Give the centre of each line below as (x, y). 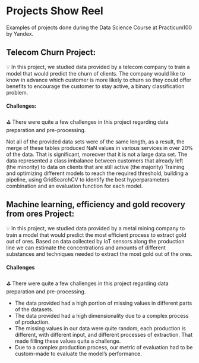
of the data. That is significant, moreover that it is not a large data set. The (97, 154)
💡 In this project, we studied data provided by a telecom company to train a (98, 67)
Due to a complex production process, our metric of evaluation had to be (104, 347)
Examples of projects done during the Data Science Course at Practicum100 (99, 27)
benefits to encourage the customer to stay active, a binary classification (95, 86)
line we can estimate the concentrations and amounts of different (86, 248)
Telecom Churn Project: (51, 53)
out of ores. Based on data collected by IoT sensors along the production (95, 241)
